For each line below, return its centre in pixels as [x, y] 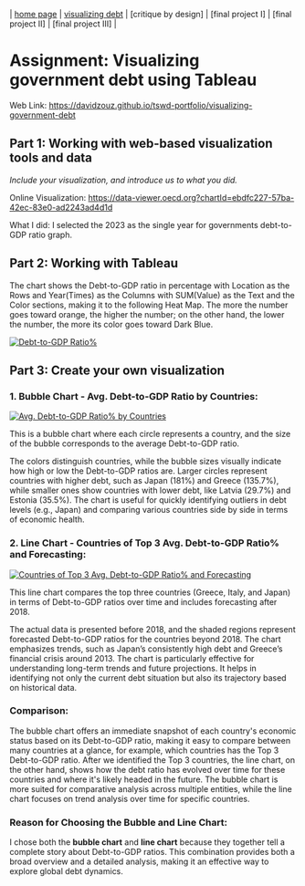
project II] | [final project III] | [63, 24]
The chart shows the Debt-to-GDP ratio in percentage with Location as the [150, 285]
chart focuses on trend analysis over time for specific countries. [130, 798]
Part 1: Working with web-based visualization [141, 144]
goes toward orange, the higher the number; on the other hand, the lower [147, 314]
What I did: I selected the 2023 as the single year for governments [134, 224]
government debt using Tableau [133, 80]
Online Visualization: [48, 197]
